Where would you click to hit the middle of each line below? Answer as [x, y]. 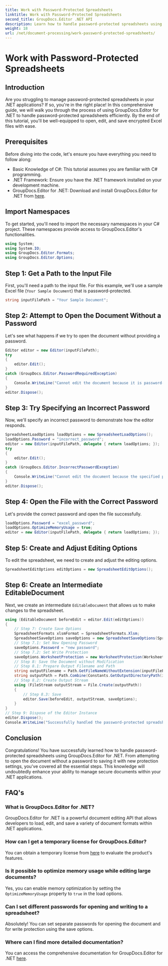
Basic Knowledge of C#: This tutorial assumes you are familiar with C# [85, 169]
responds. [15, 425]
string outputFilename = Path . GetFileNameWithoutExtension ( [78, 671]
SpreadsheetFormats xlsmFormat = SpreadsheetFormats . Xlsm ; [77, 634]
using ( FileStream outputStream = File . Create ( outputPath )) [78, 685]
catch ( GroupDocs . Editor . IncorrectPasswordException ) [62, 467]
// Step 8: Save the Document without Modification [69, 662]
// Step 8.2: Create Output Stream [51, 680]
